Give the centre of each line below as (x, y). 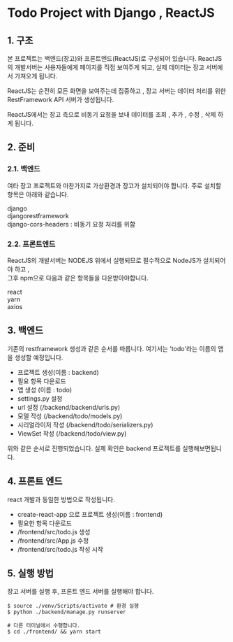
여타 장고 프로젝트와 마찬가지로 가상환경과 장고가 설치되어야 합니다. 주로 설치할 (114, 185)
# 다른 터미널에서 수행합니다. (44, 626)
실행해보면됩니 (202, 448)
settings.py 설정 (40, 398)
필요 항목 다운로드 (42, 381)
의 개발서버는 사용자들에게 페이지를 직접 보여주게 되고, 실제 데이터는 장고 (106, 67)
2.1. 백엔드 (24, 169)
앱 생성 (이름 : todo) (44, 390)
